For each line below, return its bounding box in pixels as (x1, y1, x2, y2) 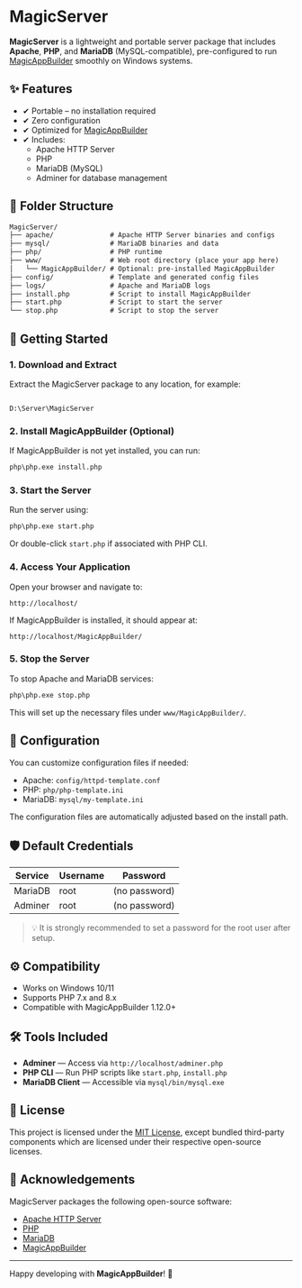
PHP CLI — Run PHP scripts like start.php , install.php (22, 1066, 227, 1078)
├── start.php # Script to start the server (9, 297, 223, 307)
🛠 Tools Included (9, 1029, 109, 1045)
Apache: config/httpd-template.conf (22, 774, 161, 785)
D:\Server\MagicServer (9, 404, 94, 413)
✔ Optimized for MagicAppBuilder (22, 124, 148, 135)
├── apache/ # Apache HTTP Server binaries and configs (9, 231, 276, 240)
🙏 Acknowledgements (9, 1172, 136, 1187)
